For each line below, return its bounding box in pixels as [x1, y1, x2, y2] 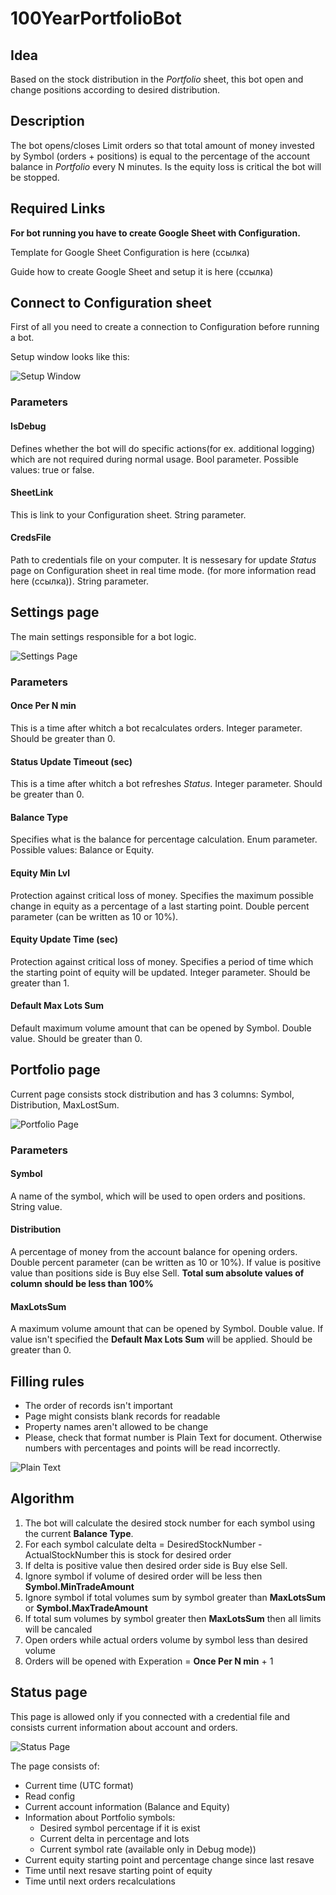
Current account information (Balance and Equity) [24, 1800, 230, 1812]
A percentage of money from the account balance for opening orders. [10, 1246, 298, 1258]
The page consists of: [10, 1760, 100, 1772]
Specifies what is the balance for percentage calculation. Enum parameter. [10, 833, 318, 846]
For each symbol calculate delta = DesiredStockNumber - [24, 1538, 263, 1550]
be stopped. [10, 171, 60, 183]
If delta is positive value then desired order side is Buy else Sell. [24, 1559, 288, 1571]
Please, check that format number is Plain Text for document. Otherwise [24, 1432, 323, 1444]
